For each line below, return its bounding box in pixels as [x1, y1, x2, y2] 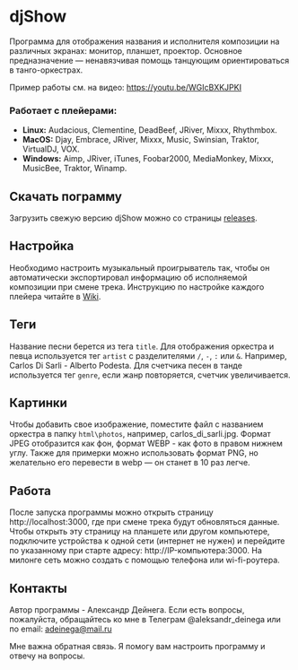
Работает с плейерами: [9, 104, 118, 117]
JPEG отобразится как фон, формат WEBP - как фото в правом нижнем [9, 438, 283, 449]
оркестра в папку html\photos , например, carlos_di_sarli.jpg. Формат [9, 429, 271, 439]
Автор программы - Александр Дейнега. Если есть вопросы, [9, 605, 245, 615]
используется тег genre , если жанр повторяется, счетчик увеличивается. [9, 370, 291, 380]
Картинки [9, 396, 67, 411]
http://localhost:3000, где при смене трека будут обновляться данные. [9, 517, 280, 527]
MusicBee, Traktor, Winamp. [22, 163, 127, 174]
